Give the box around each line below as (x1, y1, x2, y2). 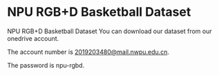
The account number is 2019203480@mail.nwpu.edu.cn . (7, 48, 169, 56)
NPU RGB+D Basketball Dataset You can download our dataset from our (7, 27, 212, 35)
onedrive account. (7, 34, 59, 42)
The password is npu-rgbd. (7, 61, 85, 69)
